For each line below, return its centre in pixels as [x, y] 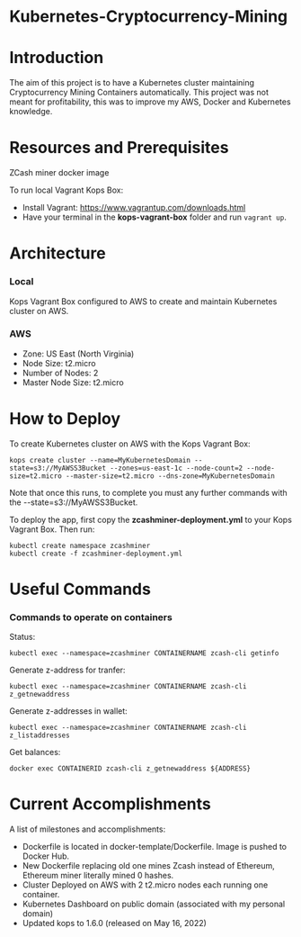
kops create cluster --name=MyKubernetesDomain [100, 460]
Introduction [57, 58]
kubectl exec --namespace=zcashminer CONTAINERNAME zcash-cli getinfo [144, 653]
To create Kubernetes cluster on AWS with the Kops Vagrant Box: [130, 444]
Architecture [58, 253]
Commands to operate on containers [91, 617]
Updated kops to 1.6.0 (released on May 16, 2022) [114, 923]
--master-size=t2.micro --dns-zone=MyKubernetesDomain [171, 476]
